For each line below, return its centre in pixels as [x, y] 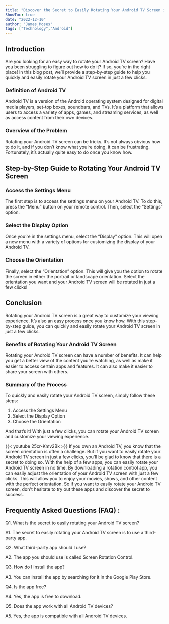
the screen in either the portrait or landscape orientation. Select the [75, 276]
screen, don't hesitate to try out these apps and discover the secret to [78, 489]
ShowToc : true [20, 15]
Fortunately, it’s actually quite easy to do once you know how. [69, 152]
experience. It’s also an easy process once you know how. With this [75, 321]
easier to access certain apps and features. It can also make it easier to [79, 366]
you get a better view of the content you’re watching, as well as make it [79, 360]
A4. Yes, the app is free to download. [44, 597]
